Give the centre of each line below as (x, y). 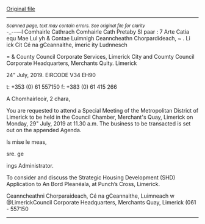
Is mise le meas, (27, 142)
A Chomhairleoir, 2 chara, (38, 99)
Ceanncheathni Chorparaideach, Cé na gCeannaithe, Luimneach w (91, 196)
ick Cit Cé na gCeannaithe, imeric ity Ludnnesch (67, 45)
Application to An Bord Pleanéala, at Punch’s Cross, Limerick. (83, 184)
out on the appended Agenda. (44, 130)
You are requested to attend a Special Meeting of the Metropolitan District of (103, 110)
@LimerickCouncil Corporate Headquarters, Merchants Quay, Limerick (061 (101, 202)
